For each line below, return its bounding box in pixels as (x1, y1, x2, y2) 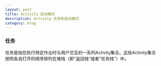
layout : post (5, 7, 32, 12)
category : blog (5, 20, 36, 26)
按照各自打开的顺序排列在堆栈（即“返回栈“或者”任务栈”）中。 (5, 55, 129, 61)
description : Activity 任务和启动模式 (5, 16, 80, 21)
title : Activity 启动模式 (5, 12, 55, 16)
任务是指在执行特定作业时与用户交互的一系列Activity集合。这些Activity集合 (5, 49, 156, 55)
